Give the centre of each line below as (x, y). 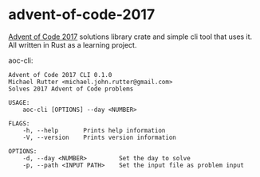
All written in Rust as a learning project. (73, 44)
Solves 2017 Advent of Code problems (71, 89)
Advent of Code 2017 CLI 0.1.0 (60, 75)
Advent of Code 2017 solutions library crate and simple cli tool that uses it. (130, 37)
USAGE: (19, 102)
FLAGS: (19, 123)
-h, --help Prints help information (94, 130)
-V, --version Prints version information (100, 137)
